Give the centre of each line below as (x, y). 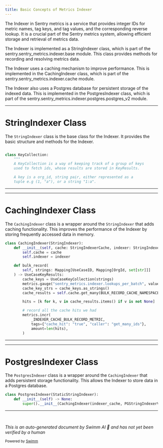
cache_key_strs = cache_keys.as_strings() (66, 288)
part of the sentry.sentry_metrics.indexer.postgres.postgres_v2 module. (76, 99)
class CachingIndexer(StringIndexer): (44, 243)
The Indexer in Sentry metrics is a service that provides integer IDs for (75, 23)
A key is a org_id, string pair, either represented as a (73, 177)
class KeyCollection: (27, 155)
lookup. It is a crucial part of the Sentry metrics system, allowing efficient (78, 34)
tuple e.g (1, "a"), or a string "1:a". (55, 182)
